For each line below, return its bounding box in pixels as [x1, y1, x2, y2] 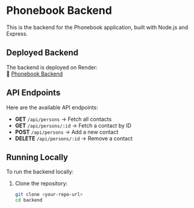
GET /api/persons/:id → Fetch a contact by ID [14, 122, 131, 129]
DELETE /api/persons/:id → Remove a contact [14, 134, 133, 142]
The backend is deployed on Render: [6, 63, 98, 71]
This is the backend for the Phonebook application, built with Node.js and [6, 24, 189, 31]
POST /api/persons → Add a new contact [14, 128, 119, 135]
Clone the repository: [14, 180, 68, 187]
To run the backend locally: [6, 168, 74, 175]
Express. [6, 30, 28, 37]
